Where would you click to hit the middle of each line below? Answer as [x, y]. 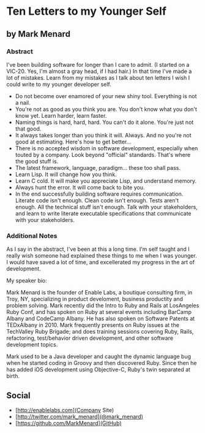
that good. [28, 128]
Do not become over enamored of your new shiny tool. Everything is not [106, 96]
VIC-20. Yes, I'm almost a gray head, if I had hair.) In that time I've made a [99, 71]
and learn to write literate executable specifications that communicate [103, 213]
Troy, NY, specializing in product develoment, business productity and [95, 299]
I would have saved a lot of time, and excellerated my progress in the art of [100, 262]
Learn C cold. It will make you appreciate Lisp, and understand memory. [106, 181]
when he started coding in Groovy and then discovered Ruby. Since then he [102, 363]
